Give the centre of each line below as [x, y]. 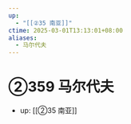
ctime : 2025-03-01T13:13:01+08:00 [66, 30]
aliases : [23, 38]
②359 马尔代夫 [61, 87]
